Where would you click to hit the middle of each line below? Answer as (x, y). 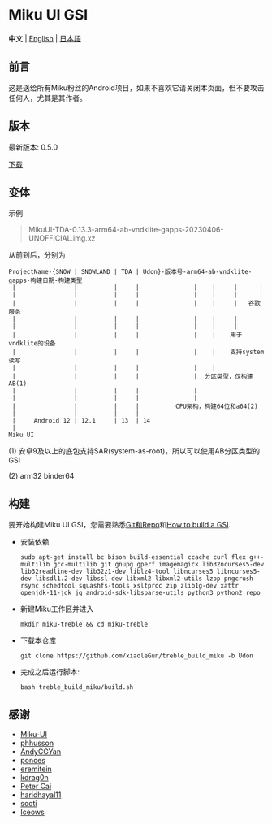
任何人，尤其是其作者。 (47, 98)
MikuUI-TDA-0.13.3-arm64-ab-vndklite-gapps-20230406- (126, 230)
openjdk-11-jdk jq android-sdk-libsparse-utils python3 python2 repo (140, 593)
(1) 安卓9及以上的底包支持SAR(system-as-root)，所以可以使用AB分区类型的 (134, 451)
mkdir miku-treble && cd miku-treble (84, 625)
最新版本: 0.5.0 (33, 147)
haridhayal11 (41, 795)
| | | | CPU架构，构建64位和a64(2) (135, 407)
